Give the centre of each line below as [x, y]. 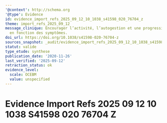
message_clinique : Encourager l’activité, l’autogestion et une [73, 28]
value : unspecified [30, 79]
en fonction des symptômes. [39, 33]
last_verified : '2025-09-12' [35, 61]
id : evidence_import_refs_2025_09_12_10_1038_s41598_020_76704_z [74, 19]
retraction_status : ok [29, 65]
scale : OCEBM [23, 75]
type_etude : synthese [28, 51]
